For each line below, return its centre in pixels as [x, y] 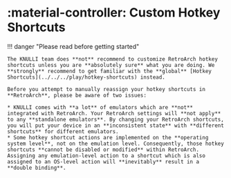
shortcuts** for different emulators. [63, 131]
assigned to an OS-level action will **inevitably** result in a [103, 161]
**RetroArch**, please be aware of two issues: [77, 95]
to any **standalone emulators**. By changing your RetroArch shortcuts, [116, 119]
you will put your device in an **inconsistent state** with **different [116, 126]
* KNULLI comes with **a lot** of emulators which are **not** [100, 107]
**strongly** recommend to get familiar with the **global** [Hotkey [110, 71]
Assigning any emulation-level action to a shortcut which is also [107, 156]
